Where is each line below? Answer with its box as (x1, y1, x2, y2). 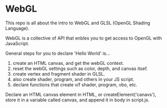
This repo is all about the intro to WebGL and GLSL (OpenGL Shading (5, 20, 151, 26)
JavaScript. (5, 40, 30, 46)
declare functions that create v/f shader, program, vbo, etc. (12, 82, 137, 88)
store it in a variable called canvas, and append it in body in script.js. (5, 97, 150, 103)
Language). (5, 25, 30, 31)
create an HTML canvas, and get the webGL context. (12, 60, 124, 66)
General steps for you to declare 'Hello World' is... (5, 50, 110, 56)
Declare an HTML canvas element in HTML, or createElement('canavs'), (5, 91, 157, 97)
